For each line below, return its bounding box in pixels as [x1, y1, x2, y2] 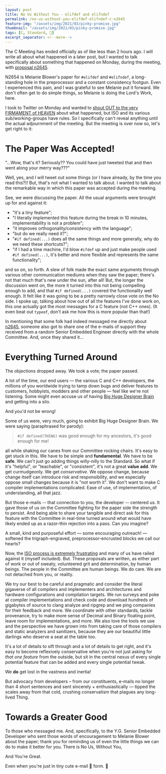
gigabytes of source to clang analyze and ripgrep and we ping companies [5, 602, 156, 608]
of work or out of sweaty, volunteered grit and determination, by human [5, 561, 151, 567]
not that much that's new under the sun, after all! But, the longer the [5, 277, 144, 283]
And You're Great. [5, 753, 42, 759]
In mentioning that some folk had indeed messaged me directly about [5, 318, 147, 324]
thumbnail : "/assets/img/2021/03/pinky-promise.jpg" [5, 26, 116, 31]
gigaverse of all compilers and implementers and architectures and [5, 586, 142, 592]
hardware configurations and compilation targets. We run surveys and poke [5, 591, 160, 597]
